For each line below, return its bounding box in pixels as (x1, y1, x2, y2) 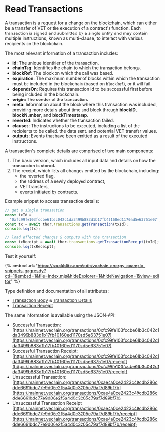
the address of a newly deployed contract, (19, 178, 106, 184)
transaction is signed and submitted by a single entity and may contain (5, 30, 148, 36)
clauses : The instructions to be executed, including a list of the (12, 122, 140, 129)
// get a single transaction (5, 208, 65, 213)
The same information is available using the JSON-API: (5, 312, 116, 318)
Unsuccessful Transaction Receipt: (12, 400, 83, 406)
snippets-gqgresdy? (5, 267, 46, 274)
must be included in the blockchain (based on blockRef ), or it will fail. (12, 80, 152, 87)
